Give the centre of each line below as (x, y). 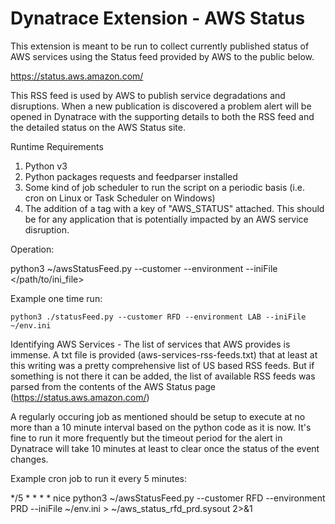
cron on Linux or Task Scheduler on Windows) (120, 198)
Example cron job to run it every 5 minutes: (99, 478)
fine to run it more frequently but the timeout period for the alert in (146, 438)
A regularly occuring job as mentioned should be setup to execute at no (158, 416)
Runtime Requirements (57, 146)
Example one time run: (56, 298)
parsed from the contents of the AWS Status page (113, 386)
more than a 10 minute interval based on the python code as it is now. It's (161, 427)
